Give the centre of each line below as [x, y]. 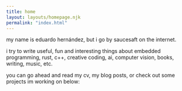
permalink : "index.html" [37, 23]
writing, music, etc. [29, 64]
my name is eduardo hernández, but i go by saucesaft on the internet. [91, 40]
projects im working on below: [43, 81]
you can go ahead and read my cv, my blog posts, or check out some [91, 76]
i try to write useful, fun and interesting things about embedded [84, 51]
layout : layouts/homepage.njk [44, 17]
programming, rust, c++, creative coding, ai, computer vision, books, [90, 58]
